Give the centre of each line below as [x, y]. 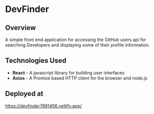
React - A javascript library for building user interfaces [68, 72]
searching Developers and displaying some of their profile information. [78, 45]
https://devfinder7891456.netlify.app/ [44, 105]
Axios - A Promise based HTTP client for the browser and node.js [80, 78]
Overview [21, 28]
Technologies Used [36, 61]
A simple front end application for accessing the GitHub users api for [76, 39]
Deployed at [24, 94]
